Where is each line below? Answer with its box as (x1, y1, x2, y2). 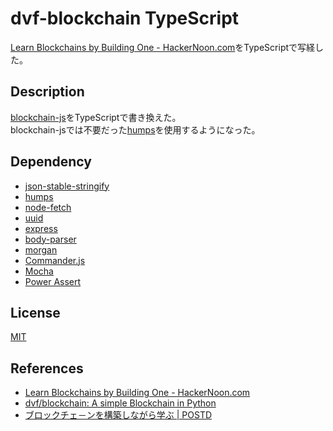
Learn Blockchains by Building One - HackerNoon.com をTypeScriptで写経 (10, 41, 316, 53)
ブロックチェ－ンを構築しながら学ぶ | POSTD (24, 409, 213, 421)
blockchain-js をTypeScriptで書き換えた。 (10, 111, 182, 123)
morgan (24, 243, 58, 256)
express (24, 222, 58, 234)
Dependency (10, 153, 92, 171)
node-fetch (24, 201, 72, 213)
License (10, 304, 61, 321)
